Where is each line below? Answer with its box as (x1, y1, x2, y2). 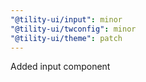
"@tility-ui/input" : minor (10, 14, 123, 25)
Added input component (10, 61, 111, 73)
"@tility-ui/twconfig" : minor (10, 24, 137, 34)
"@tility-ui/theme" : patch (10, 33, 123, 43)
